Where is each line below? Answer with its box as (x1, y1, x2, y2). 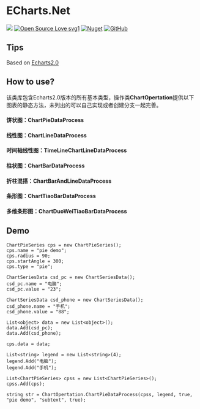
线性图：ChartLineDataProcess (6, 131, 87, 139)
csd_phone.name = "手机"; (6, 303, 70, 310)
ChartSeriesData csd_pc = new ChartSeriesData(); (6, 274, 136, 280)
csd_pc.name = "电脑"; (6, 280, 62, 287)
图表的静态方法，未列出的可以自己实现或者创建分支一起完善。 (6, 101, 162, 109)
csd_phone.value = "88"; (6, 308, 70, 315)
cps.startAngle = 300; (6, 258, 64, 264)
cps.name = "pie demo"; (6, 247, 67, 253)
